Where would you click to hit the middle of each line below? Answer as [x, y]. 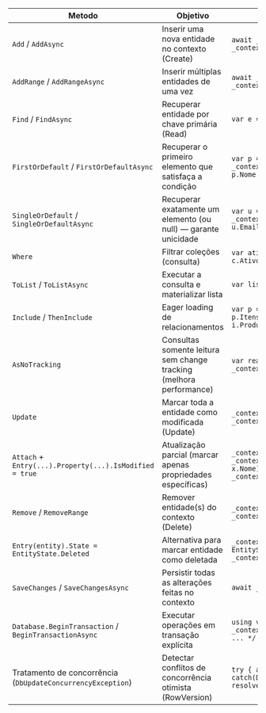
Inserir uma [183, 29]
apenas [176, 465]
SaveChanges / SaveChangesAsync [70, 587]
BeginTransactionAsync [55, 635]
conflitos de [184, 667]
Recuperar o [185, 147]
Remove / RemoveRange [50, 512]
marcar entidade [192, 550]
